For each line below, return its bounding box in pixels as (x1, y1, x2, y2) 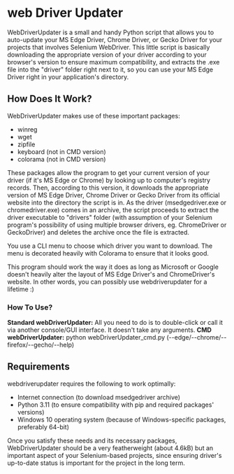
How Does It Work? (7, 93, 92, 105)
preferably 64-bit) (17, 422, 70, 431)
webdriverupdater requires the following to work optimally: (7, 379, 176, 388)
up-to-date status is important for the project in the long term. (7, 459, 185, 467)
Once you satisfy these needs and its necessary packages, (7, 436, 177, 445)
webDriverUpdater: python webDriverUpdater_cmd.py (7, 333, 166, 342)
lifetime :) (7, 285, 35, 293)
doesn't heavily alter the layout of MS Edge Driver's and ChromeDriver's (7, 270, 215, 278)
